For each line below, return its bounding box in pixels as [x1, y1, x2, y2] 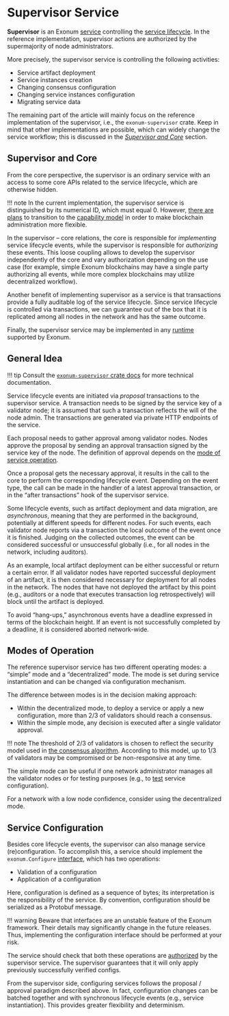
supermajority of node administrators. [7, 42, 114, 50]
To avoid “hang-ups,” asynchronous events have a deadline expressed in [7, 611, 213, 619]
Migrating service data [16, 97, 81, 105]
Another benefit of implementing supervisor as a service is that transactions [7, 290, 221, 299]
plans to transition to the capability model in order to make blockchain [7, 213, 204, 221]
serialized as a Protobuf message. [7, 903, 103, 911]
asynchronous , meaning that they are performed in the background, [7, 511, 199, 520]
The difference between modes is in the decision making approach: [7, 691, 198, 699]
